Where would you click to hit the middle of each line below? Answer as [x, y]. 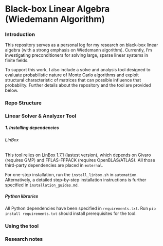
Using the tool [22, 226]
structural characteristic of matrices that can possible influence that [73, 80]
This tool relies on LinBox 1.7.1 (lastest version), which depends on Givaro [78, 155]
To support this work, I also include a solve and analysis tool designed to [78, 70]
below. [12, 90]
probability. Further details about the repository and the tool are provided [78, 85]
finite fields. [17, 60]
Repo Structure [23, 103]
